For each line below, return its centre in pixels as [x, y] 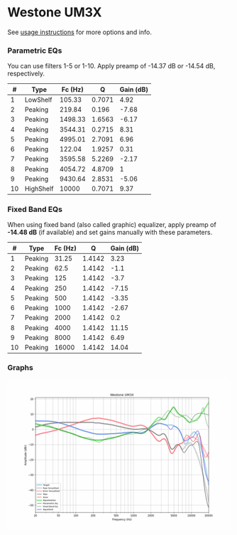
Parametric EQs [35, 51]
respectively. [26, 74]
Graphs [20, 368]
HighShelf [39, 189]
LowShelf [38, 100]
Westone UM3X [55, 12]
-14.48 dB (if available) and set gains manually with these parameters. [110, 233]
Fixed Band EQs [35, 209]
